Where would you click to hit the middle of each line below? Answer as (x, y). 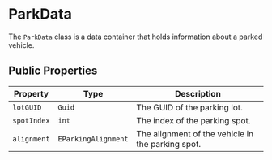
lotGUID (27, 107)
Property (31, 93)
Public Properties (53, 71)
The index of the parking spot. (193, 120)
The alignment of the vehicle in (195, 133)
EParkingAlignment (93, 138)
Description (198, 93)
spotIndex (31, 120)
